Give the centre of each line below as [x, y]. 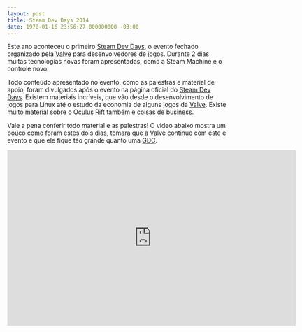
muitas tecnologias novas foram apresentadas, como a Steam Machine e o [115, 62]
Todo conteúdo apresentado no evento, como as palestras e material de [111, 82]
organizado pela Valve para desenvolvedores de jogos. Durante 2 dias [108, 54]
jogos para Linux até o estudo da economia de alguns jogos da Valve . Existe [117, 105]
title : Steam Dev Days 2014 [48, 20]
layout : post [26, 14]
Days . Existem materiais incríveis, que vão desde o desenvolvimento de [110, 97]
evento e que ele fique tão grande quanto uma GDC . [82, 140]
